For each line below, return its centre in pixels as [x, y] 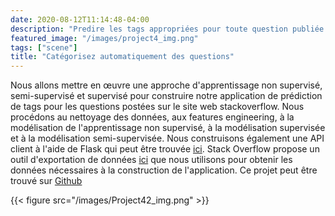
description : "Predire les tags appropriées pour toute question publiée [167, 29]
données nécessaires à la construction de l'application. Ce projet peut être [164, 170]
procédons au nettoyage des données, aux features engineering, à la [152, 117]
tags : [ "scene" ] [44, 47]
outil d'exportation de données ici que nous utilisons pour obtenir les [151, 160]
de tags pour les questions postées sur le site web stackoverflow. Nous [157, 107]
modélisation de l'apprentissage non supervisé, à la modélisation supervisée [168, 128]
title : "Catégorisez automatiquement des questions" [122, 57]
